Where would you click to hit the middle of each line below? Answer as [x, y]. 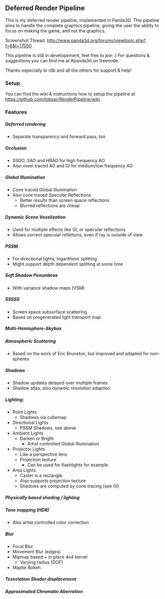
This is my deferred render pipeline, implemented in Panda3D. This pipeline [82, 20]
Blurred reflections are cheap [50, 205]
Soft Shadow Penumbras [32, 275]
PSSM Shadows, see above [48, 428]
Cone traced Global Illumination [44, 190]
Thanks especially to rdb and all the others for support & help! [68, 70]
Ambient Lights [28, 433]
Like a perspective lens [43, 454]
